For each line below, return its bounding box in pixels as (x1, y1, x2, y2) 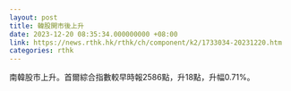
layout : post (9, 12, 58, 22)
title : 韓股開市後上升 (9, 21, 85, 30)
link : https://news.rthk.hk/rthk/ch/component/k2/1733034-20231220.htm (9, 37, 282, 47)
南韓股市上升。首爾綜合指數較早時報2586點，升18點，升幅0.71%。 (9, 72, 255, 83)
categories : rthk (9, 46, 74, 55)
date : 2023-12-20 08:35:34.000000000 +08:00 (9, 29, 178, 38)
